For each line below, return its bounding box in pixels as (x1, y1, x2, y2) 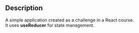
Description (5, 4, 43, 12)
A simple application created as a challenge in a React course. (5, 17, 134, 23)
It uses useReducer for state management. (5, 22, 95, 28)
